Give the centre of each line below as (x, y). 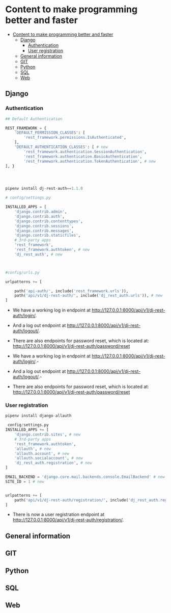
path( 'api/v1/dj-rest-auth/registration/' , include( (72, 500)
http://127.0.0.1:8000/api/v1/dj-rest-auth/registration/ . (68, 520)
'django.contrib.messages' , (44, 231)
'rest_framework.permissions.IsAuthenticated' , (75, 138)
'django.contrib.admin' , (41, 212)
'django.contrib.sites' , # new (48, 435)
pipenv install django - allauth (38, 416)
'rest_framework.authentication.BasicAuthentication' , (83, 157)
